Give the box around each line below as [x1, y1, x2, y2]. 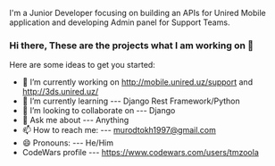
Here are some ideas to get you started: [9, 60, 156, 71]
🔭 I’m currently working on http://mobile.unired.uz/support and [21, 77, 253, 87]
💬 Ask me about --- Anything [21, 115, 129, 126]
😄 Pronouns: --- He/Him [21, 137, 114, 148]
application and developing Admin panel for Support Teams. [9, 17, 230, 28]
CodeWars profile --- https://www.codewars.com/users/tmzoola [21, 147, 259, 158]
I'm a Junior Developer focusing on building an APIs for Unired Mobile [9, 8, 266, 18]
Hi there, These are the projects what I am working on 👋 [9, 39, 254, 52]
